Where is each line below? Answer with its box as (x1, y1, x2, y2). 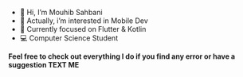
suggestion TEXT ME (8, 60, 80, 69)
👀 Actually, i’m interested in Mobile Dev (19, 16, 149, 25)
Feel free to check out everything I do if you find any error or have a (8, 52, 236, 61)
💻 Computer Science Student (19, 33, 118, 43)
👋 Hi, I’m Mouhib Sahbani (19, 8, 103, 17)
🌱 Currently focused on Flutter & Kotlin (19, 25, 147, 33)
